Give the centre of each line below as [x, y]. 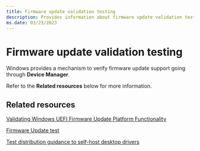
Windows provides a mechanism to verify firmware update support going [96, 68]
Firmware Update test [33, 130]
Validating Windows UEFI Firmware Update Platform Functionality [86, 119]
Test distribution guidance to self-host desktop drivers [73, 142]
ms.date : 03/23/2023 [32, 23]
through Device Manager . [38, 75]
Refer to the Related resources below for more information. [79, 86]
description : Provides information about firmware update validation [94, 17]
